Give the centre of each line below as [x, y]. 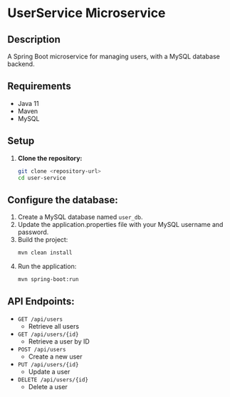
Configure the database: [63, 200]
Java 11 [28, 103]
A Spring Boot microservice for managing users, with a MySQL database [114, 56]
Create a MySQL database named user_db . [80, 217]
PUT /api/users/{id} [48, 364]
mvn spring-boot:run [48, 280]
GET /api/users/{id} [48, 334]
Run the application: [47, 266]
